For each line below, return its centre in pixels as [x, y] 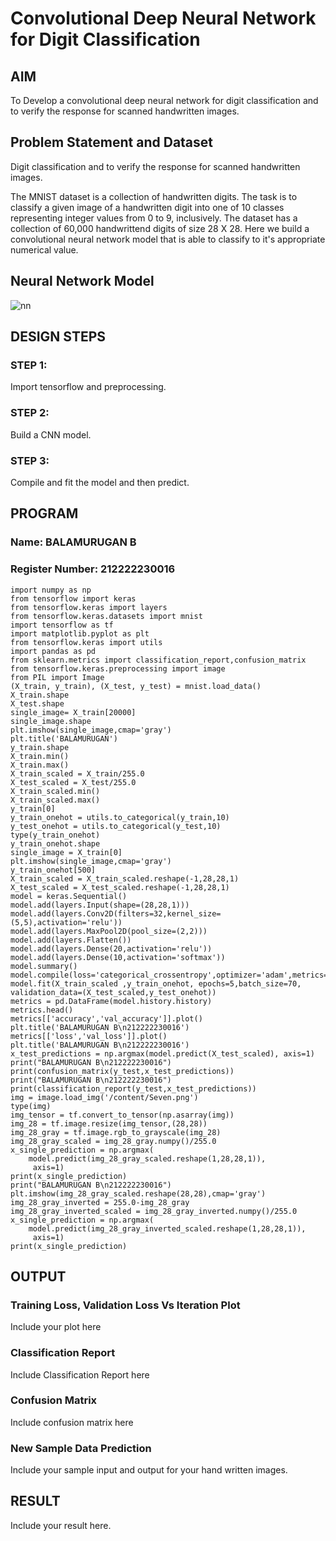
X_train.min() [40, 756]
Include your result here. [61, 1525]
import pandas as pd [53, 651]
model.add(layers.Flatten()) [71, 940]
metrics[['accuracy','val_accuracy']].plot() [106, 1018]
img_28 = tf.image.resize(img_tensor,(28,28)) [109, 1123]
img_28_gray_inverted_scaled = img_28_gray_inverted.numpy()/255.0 [154, 1211]
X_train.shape [40, 695]
